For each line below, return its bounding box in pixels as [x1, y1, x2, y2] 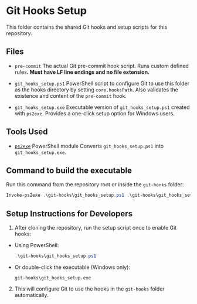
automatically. [14, 291, 49, 298]
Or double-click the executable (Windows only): [14, 264, 131, 271]
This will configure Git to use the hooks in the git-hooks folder [14, 285, 165, 292]
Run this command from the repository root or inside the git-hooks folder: [6, 181, 184, 188]
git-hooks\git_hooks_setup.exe [14, 275, 91, 281]
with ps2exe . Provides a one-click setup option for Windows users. [14, 110, 175, 117]
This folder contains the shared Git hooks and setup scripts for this [6, 23, 168, 30]
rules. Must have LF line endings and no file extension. [14, 69, 150, 76]
